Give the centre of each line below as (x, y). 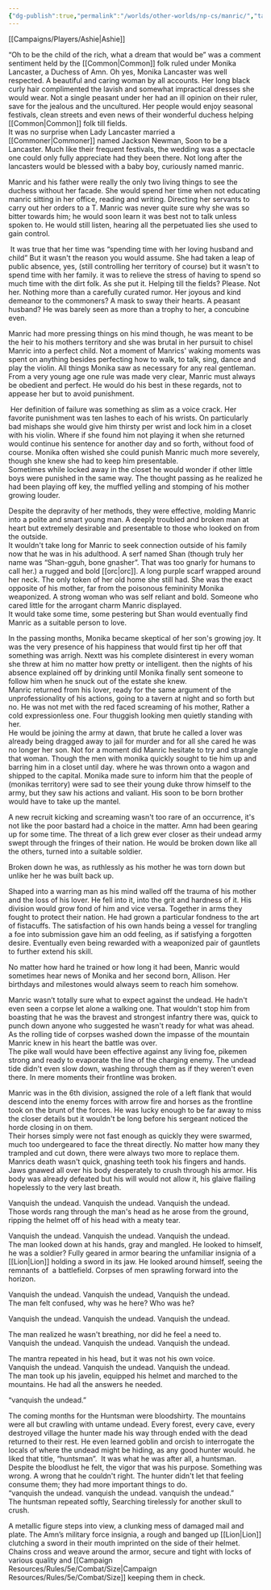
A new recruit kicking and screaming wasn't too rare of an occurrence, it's (132, 816)
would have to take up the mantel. (65, 801)
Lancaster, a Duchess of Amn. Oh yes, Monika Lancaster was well (118, 72)
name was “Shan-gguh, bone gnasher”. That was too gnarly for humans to (132, 562)
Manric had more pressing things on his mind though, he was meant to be (131, 333)
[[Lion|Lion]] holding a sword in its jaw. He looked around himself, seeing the (135, 1261)
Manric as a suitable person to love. (68, 622)
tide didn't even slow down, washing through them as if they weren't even (131, 1069)
